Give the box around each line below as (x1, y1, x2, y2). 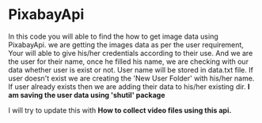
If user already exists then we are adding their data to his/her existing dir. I (8, 81, 250, 91)
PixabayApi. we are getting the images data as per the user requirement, (8, 39, 244, 49)
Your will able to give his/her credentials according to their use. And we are (8, 48, 253, 58)
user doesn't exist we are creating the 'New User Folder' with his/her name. (8, 73, 255, 83)
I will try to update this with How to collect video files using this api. (8, 105, 232, 115)
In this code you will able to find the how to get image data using (8, 32, 219, 41)
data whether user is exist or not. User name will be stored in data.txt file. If (8, 65, 253, 74)
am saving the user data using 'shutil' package (8, 90, 165, 99)
